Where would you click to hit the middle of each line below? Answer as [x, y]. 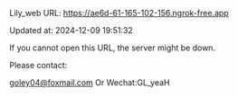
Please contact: [38, 65]
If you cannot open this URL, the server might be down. [112, 48]
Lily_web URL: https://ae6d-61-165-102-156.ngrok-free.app [119, 13]
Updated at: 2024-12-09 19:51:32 [71, 30]
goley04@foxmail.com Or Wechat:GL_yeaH [90, 83]
